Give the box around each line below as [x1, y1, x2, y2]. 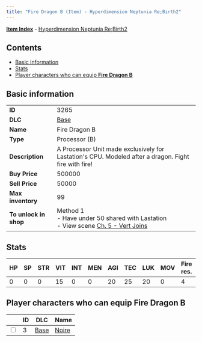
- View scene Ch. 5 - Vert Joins [57, 222, 148, 230]
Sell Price [9, 180, 37, 188]
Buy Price [9, 169, 38, 178]
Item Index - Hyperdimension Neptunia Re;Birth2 [6, 25, 127, 32]
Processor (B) [57, 135, 96, 144]
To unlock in [9, 210, 45, 219]
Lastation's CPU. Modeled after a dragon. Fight [57, 153, 189, 161]
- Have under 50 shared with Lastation [57, 214, 167, 222]
